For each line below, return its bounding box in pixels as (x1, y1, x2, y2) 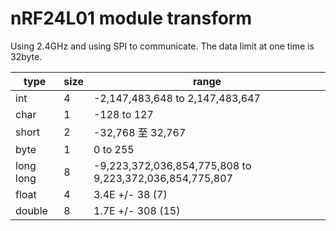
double (15, 203, 48, 217)
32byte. (10, 50, 43, 62)
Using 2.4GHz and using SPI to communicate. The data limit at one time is (10, 40, 315, 52)
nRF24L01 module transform (10, 7, 253, 30)
